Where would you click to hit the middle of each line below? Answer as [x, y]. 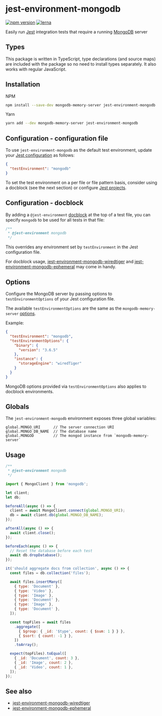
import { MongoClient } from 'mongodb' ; [47, 484]
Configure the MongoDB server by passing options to [59, 294]
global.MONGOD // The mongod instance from [59, 436]
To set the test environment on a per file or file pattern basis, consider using [81, 182]
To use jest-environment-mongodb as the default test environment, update [79, 150]
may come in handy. [96, 267]
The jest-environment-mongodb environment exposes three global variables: [81, 419]
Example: [15, 323]
